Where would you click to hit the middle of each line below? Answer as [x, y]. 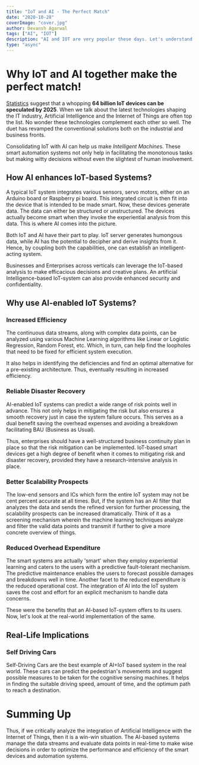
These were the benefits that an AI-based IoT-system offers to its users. [94, 610]
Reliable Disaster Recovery [46, 391]
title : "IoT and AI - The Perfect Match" [58, 12]
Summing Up [39, 714]
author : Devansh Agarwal [37, 28]
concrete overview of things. [41, 532]
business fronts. [26, 135]
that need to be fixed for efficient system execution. [70, 352]
